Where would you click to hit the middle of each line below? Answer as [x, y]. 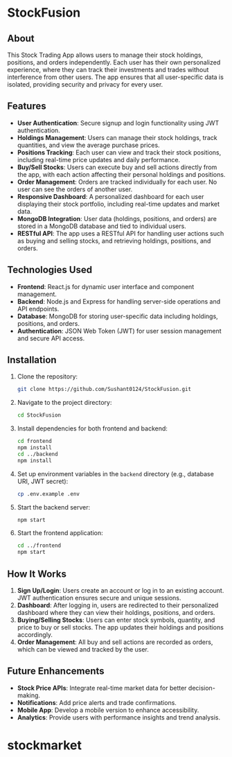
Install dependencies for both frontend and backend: [92, 428]
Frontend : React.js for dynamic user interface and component [106, 286]
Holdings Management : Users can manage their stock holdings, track [117, 137]
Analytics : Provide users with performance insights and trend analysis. [118, 717]
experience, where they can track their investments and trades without [108, 70]
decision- [202, 688]
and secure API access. [51, 338]
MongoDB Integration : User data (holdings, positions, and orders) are [117, 218]
